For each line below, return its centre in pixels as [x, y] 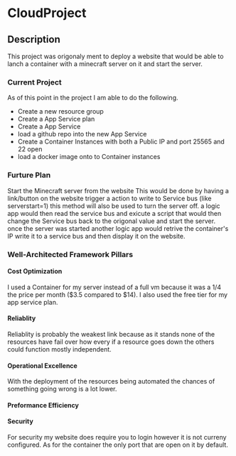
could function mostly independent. [59, 349]
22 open [30, 149]
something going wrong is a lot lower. [62, 389]
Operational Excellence [43, 365]
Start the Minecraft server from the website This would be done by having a [118, 190]
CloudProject [47, 13]
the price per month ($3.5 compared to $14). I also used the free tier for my [118, 294]
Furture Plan [29, 175]
